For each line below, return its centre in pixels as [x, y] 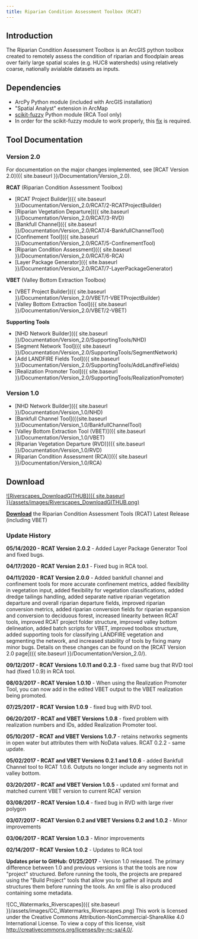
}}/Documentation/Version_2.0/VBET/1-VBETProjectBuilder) [87, 297]
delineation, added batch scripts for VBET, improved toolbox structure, [92, 629]
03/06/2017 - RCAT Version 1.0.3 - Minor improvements [76, 838]
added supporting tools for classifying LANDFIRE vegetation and [85, 635]
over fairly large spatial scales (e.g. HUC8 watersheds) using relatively [92, 62]
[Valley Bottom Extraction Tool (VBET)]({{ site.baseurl [80, 431]
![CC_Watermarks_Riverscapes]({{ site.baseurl [63, 905]
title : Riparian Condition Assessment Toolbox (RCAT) [74, 12]
